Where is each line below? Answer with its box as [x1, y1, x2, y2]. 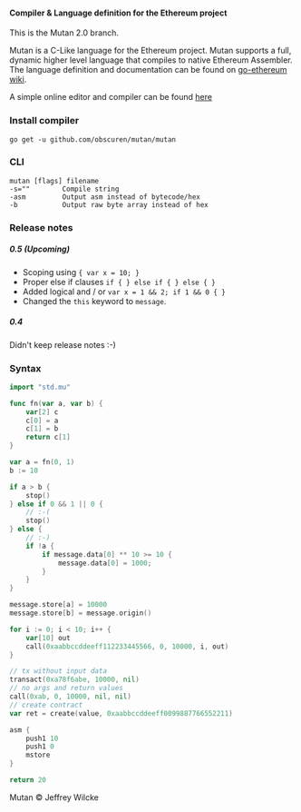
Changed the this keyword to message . [22, 295, 167, 306]
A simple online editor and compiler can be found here [9, 92, 213, 103]
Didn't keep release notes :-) [9, 339, 116, 350]
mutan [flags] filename [9, 176, 100, 185]
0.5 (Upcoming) [9, 243, 71, 254]
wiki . [9, 74, 27, 85]
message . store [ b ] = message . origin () [9, 609, 152, 618]
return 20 [9, 776, 47, 785]
